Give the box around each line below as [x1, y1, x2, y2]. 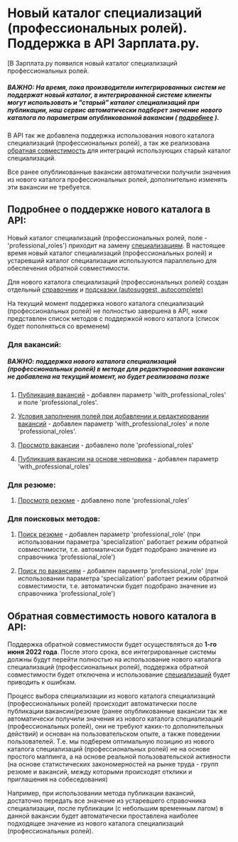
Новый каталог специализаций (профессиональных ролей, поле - [7, 233, 207, 242]
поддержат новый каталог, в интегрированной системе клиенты [7, 91, 212, 99]
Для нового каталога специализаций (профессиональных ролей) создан [7, 277, 229, 286]
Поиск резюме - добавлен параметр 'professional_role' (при [17, 530, 201, 539]
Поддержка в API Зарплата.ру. [7, 36, 200, 51]
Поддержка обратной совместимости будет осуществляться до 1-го [7, 640, 217, 649]
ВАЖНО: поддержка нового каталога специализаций [7, 357, 177, 366]
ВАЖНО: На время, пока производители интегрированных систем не [7, 83, 226, 91]
